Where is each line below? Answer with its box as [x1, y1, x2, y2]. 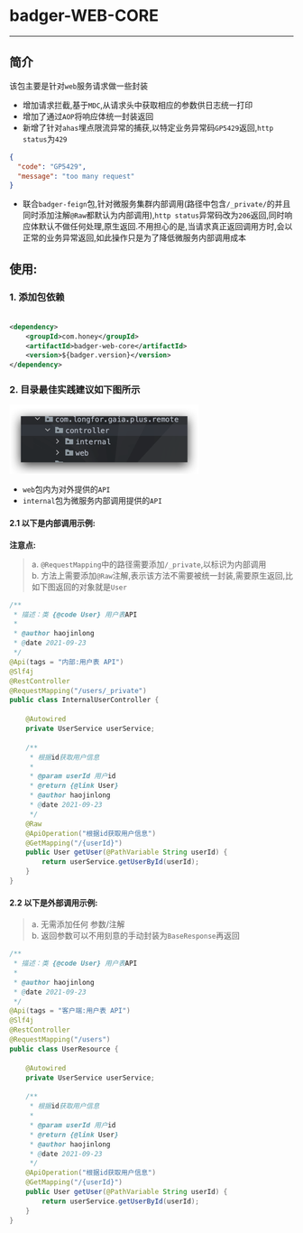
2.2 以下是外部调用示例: [9, 897, 98, 908]
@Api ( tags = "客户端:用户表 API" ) [9, 1006, 131, 1015]
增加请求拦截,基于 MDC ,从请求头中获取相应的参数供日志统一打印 [22, 99, 253, 110]
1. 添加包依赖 [9, 291, 65, 303]
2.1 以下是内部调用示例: [9, 518, 96, 529]
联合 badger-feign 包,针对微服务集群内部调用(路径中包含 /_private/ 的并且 [22, 199, 291, 209]
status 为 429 [22, 133, 68, 144]
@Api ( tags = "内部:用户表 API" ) [9, 657, 124, 666]
